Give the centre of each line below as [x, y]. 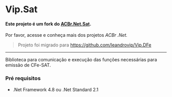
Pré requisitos [23, 79]
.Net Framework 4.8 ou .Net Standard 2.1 [56, 89]
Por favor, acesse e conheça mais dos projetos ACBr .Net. [67, 35]
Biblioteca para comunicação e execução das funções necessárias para [81, 60]
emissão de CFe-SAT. [28, 65]
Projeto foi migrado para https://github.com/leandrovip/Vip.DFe [84, 45]
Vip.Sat [21, 9]
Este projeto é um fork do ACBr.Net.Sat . [48, 23]
